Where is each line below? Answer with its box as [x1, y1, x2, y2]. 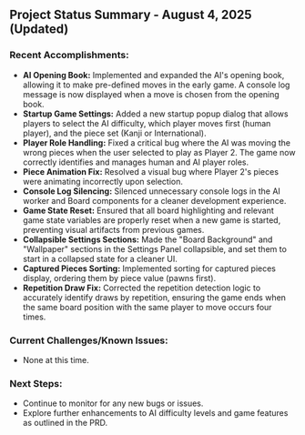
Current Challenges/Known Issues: [9, 334, 168, 347]
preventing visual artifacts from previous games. [22, 224, 205, 235]
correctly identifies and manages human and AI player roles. [22, 157, 249, 167]
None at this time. [22, 354, 89, 365]
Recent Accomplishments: [9, 49, 129, 62]
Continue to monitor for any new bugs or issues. [22, 398, 204, 409]
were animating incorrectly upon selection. [22, 176, 184, 187]
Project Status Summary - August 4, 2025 [9, 7, 252, 23]
